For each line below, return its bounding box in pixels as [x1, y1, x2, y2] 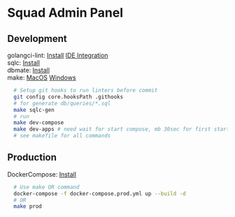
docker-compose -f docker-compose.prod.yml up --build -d [13, 190, 187, 197]
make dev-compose [13, 119, 64, 126]
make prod [13, 203, 42, 210]
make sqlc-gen [13, 106, 55, 113]
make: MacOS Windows [7, 73, 76, 82]
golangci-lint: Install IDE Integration [7, 51, 108, 59]
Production [7, 151, 57, 163]
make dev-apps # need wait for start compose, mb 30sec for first [13, 126, 211, 133]
